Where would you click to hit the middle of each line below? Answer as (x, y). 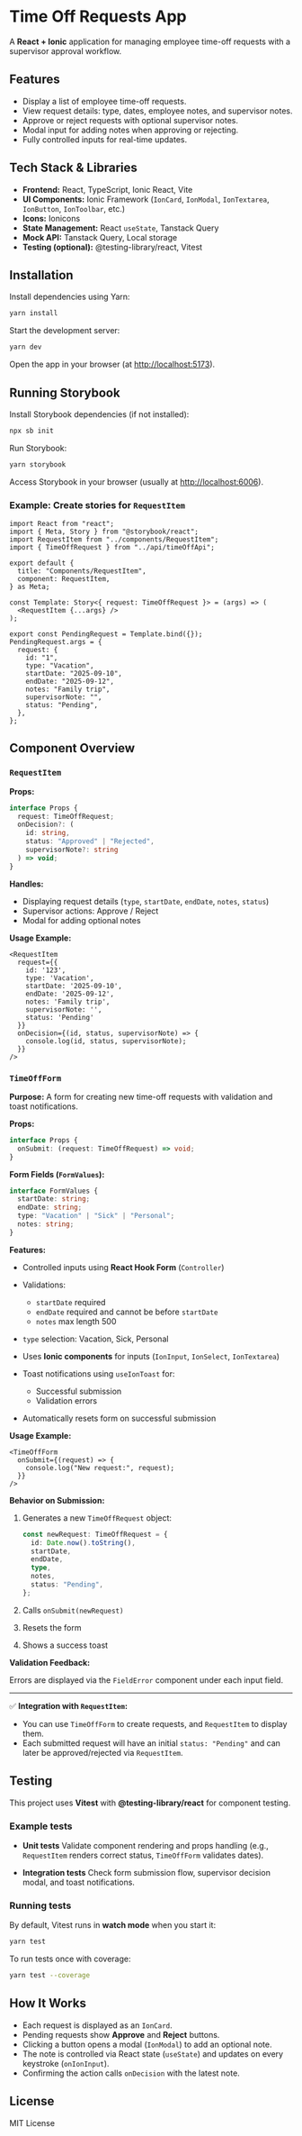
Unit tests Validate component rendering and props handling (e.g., (146, 1845)
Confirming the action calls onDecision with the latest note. (131, 2073)
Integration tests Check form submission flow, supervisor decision (147, 1872)
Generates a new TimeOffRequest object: (97, 1518)
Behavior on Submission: (57, 1500)
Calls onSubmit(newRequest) (73, 1610)
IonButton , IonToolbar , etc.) (74, 208)
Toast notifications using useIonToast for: (98, 1373)
